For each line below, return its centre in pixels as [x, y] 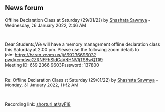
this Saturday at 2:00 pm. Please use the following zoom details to [72, 49]
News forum [24, 8]
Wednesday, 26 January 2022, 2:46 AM [46, 25]
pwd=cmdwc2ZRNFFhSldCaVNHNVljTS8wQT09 [54, 60]
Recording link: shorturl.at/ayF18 [38, 104]
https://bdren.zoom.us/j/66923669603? [55, 55]
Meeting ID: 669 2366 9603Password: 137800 [52, 65]
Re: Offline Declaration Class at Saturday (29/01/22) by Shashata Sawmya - [82, 80]
